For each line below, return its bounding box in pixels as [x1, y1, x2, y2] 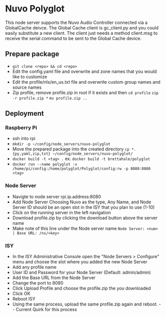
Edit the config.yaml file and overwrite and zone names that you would [12, 68, 157, 74]
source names [12, 84, 42, 90]
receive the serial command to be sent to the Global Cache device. [5, 35, 142, 41]
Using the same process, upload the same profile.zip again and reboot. [12, 301, 158, 307]
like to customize [12, 73, 47, 80]
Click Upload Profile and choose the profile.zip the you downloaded [12, 285, 151, 292]
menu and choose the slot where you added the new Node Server [12, 259, 148, 265]
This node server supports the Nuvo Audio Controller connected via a [5, 19, 148, 25]
